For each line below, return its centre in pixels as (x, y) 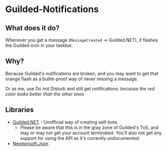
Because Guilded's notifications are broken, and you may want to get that (82, 73)
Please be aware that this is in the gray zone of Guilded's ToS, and (89, 127)
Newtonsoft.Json (30, 143)
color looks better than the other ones (45, 94)
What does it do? (32, 28)
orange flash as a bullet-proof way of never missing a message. (72, 79)
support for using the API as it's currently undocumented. (80, 138)
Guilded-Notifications (52, 9)
